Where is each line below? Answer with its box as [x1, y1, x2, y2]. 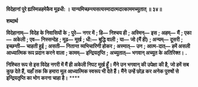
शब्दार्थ [6, 18, 18, 24]
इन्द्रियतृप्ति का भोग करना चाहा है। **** [6, 75, 80, 81]
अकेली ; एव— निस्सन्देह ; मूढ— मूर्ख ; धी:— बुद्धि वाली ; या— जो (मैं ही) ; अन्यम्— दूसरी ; [12, 36, 183, 43]
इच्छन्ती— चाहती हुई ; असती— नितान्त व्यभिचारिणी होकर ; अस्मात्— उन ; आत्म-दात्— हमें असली [6, 43, 190, 50]
